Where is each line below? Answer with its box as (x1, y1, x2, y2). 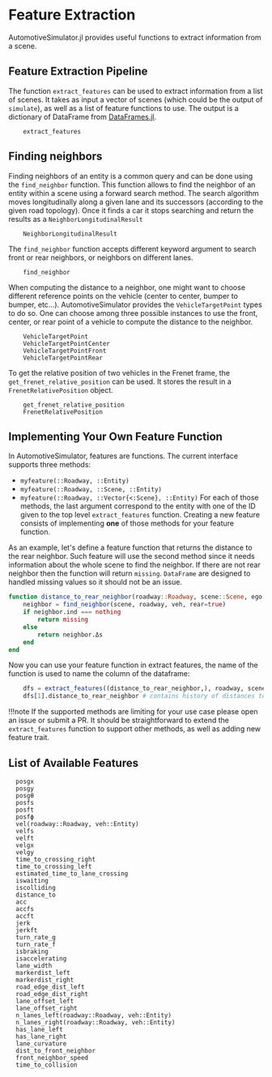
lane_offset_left (15, 997, 74, 1005)
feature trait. (8, 733, 50, 743)
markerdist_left (15, 968, 70, 977)
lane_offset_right (15, 1004, 79, 1012)
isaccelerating (15, 954, 67, 963)
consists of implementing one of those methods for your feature (19, 518, 235, 528)
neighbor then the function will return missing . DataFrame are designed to (8, 568, 251, 578)
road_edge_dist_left (15, 982, 85, 991)
